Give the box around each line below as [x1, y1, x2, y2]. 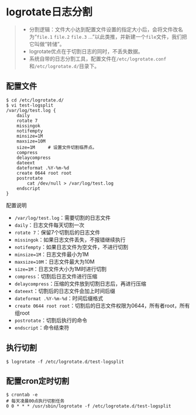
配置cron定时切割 [6, 376, 70, 386]
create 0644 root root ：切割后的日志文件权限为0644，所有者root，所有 [14, 302, 190, 309]
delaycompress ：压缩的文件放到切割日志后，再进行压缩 [14, 280, 146, 287]
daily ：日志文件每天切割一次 [14, 221, 85, 229]
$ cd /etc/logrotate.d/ [6, 97, 64, 103]
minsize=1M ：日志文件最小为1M [14, 250, 89, 258]
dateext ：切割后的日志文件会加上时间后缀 [14, 287, 115, 294]
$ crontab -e [6, 392, 38, 398]
